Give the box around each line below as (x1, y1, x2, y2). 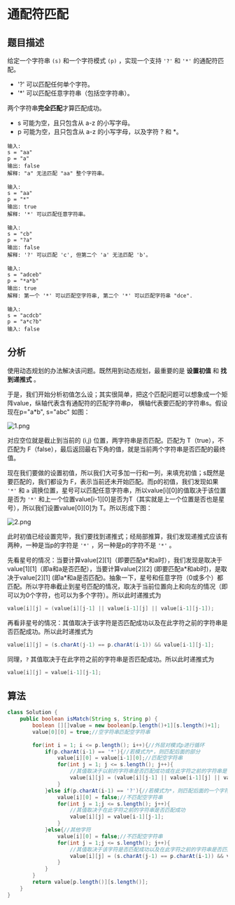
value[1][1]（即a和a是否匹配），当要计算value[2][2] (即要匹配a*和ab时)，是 (7, 564, 222, 572)
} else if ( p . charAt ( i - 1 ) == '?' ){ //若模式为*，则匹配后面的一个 (44, 787, 220, 794)
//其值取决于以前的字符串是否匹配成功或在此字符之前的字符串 (69, 767, 222, 775)
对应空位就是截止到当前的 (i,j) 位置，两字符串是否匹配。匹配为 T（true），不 (7, 436, 225, 444)
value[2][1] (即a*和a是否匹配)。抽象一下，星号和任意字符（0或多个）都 (19, 573, 224, 582)
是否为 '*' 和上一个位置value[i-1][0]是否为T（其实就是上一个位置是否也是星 (7, 495, 225, 503)
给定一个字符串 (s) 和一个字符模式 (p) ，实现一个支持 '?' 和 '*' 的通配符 (7, 57, 218, 65)
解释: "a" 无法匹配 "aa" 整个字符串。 (7, 170, 108, 177)
